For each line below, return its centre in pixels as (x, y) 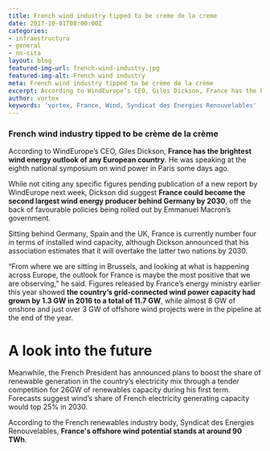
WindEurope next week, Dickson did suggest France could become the (127, 192)
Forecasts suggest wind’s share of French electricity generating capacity (129, 399)
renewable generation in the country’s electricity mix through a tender (124, 381)
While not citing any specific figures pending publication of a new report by (133, 184)
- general (25, 46)
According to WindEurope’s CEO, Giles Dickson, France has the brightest (130, 151)
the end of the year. (41, 318)
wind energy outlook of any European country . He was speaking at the (127, 160)
